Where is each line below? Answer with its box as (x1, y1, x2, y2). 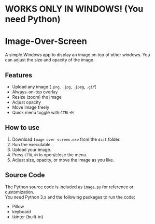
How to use (5, 123, 40, 132)
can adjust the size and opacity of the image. (5, 57, 95, 63)
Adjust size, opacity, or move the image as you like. (12, 157, 114, 163)
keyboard (12, 209, 31, 214)
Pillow (12, 203, 24, 209)
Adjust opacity (12, 99, 41, 105)
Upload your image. (12, 147, 52, 152)
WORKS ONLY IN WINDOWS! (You (5, 3, 143, 15)
